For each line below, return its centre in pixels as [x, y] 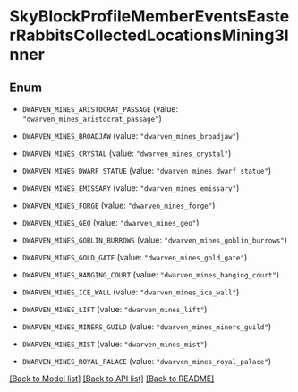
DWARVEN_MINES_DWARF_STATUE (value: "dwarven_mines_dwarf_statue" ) [147, 170]
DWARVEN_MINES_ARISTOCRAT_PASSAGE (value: [100, 109]
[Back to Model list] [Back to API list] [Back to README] [112, 379]
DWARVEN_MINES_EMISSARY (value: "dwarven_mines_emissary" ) [131, 188]
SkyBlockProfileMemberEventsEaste [149, 17]
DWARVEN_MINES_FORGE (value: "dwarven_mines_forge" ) [119, 205]
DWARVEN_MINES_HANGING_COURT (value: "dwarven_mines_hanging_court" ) [151, 274]
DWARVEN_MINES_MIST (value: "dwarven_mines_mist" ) [115, 344]
